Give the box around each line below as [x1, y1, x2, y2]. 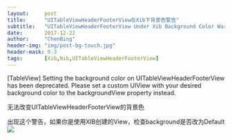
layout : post [7, 10, 57, 17]
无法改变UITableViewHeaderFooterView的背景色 [7, 103, 145, 111]
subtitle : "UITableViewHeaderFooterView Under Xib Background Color [7, 23, 215, 30]
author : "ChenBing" [7, 36, 76, 43]
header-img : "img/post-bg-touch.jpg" [7, 42, 116, 49]
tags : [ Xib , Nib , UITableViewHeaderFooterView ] [7, 55, 159, 62]
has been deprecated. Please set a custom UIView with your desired [7, 81, 202, 90]
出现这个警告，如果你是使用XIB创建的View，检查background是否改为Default [7, 117, 225, 126]
